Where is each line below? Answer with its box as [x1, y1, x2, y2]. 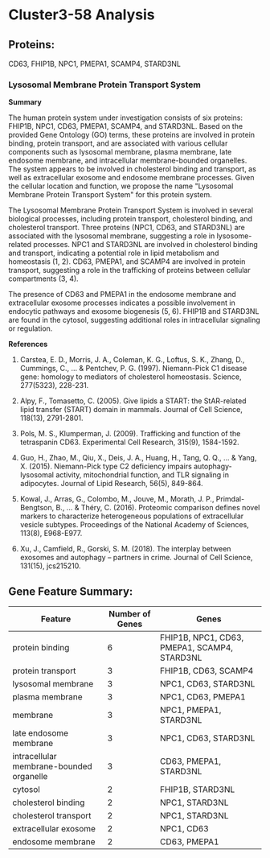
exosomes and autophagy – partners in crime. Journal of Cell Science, [19, 553, 253, 563]
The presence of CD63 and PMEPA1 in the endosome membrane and [8, 290, 237, 299]
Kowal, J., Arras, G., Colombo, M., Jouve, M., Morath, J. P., [19, 494, 215, 504]
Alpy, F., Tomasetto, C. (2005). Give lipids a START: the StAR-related [19, 396, 247, 406]
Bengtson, [19, 503, 55, 513]
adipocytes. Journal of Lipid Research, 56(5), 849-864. [19, 479, 203, 489]
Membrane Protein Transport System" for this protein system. [8, 190, 213, 200]
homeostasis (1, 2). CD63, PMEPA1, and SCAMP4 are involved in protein [8, 257, 246, 266]
